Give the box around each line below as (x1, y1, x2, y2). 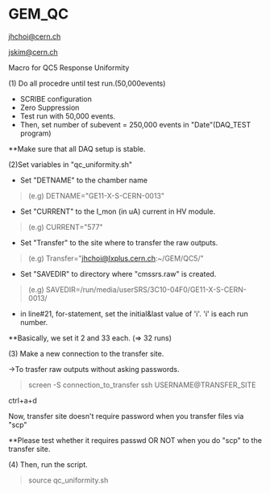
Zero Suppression (19, 102, 80, 112)
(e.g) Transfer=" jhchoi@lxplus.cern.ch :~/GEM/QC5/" (27, 253, 204, 263)
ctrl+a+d (8, 395, 38, 405)
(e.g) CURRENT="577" (27, 222, 103, 232)
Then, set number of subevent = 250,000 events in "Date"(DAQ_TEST (19, 119, 251, 129)
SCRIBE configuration (19, 94, 93, 103)
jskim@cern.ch (8, 47, 58, 56)
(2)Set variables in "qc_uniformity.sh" (8, 159, 133, 169)
